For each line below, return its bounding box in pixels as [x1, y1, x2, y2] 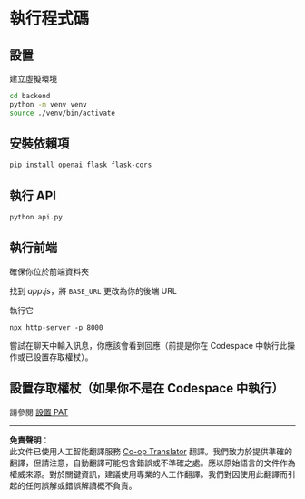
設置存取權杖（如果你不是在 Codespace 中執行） [9, 381, 284, 396]
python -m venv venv [9, 99, 88, 109]
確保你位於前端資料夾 [9, 266, 89, 277]
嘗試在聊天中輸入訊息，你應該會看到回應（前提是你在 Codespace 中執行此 [9, 340, 288, 351]
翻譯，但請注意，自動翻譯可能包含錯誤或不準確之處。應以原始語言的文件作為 [9, 457, 296, 468]
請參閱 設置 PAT [9, 406, 69, 417]
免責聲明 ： [9, 434, 50, 445]
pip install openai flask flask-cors [9, 160, 152, 169]
